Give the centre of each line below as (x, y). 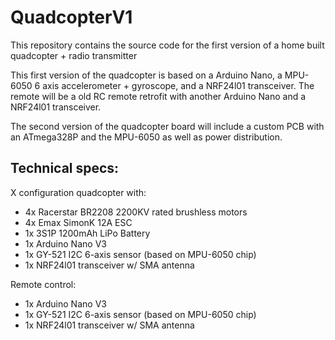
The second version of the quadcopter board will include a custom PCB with (167, 126)
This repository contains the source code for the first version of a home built (167, 45)
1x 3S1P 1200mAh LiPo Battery (87, 233)
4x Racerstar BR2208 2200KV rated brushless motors (136, 212)
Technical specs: (65, 168)
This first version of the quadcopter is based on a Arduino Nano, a (146, 75)
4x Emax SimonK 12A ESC (78, 222)
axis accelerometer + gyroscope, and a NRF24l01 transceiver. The (178, 85)
